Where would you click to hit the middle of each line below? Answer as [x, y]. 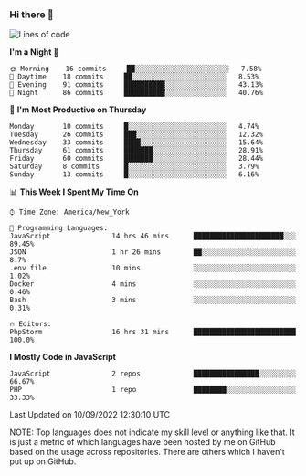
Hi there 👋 [32, 15]
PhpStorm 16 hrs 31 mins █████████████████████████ [153, 333]
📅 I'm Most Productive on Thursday [78, 110]
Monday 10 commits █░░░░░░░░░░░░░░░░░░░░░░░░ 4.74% [134, 127]
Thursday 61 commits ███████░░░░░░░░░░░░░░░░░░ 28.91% [136, 151]
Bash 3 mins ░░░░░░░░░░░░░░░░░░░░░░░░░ [153, 301]
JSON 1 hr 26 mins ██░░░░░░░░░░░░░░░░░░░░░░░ [153, 252]
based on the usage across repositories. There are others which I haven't [147, 452]
